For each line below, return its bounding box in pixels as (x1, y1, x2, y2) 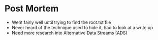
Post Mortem (4, 3, 59, 14)
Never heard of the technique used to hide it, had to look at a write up (11, 24, 153, 30)
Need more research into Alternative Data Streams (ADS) (11, 30, 127, 36)
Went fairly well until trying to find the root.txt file (11, 19, 111, 25)
